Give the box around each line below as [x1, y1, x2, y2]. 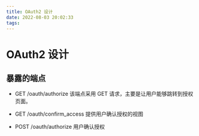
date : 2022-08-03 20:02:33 [6, 14, 74, 20]
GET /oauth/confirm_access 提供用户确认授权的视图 [14, 110, 144, 117]
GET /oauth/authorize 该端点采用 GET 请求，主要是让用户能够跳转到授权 [14, 90, 194, 98]
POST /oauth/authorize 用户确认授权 [14, 123, 105, 131]
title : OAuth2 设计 [6, 8, 53, 15]
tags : [6, 20, 20, 26]
